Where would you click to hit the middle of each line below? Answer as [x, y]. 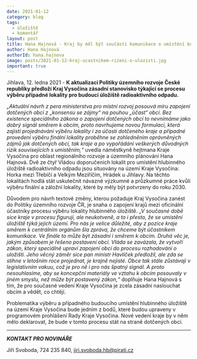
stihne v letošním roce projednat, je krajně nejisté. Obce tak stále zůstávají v [98, 261]
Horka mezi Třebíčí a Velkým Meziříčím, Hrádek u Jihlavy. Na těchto [88, 175]
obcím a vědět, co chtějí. [36, 292]
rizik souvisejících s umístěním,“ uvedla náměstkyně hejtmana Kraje [88, 150]
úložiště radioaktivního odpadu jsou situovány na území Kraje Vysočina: [93, 169]
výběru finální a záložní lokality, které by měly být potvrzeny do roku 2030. [96, 187]
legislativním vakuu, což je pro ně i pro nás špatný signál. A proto [86, 267]
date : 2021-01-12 [28, 11]
